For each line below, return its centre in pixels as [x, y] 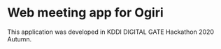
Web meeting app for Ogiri [86, 13]
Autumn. [20, 39]
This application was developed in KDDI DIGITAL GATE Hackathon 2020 [111, 32]
